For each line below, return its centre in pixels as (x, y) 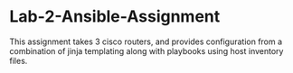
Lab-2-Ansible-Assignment (115, 17)
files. (19, 60)
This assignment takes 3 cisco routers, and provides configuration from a (146, 41)
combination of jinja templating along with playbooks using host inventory (146, 50)
